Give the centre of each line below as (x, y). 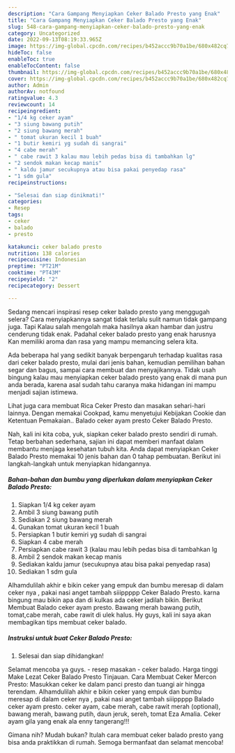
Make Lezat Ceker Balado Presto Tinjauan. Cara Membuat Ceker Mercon (112, 677)
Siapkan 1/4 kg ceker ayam (57, 504)
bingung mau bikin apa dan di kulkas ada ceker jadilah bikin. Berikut (105, 600)
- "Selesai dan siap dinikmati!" (56, 195)
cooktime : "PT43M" (35, 273)
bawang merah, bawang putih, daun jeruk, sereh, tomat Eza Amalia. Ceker (114, 714)
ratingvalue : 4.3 (33, 98)
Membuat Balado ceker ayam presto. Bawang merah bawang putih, (105, 607)
